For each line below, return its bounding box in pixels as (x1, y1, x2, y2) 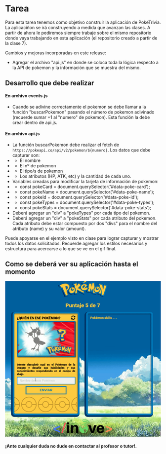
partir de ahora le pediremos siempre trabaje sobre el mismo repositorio (5, 30, 152, 36)
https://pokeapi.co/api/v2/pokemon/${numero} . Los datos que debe (12, 147, 151, 153)
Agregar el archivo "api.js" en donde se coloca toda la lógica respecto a (12, 59, 159, 65)
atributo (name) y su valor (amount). (12, 226, 86, 231)
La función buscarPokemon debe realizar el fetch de (12, 142, 120, 148)
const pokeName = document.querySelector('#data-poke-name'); (19, 189, 155, 195)
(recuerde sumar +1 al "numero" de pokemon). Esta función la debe (12, 114, 150, 120)
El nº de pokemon (19, 162, 56, 168)
